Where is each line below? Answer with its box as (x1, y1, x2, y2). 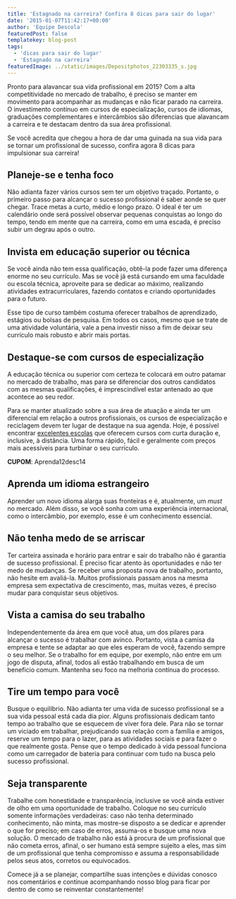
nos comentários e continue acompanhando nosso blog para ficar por (7, 878, 211, 886)
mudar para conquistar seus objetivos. (7, 588, 119, 597)
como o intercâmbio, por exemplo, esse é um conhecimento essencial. (7, 512, 213, 520)
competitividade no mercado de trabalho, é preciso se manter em (7, 90, 197, 98)
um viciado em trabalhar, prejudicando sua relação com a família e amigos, (7, 727, 225, 736)
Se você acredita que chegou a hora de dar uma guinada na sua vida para (7, 134, 223, 142)
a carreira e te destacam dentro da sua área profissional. (7, 119, 172, 128)
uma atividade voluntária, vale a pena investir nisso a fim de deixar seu (7, 323, 213, 332)
